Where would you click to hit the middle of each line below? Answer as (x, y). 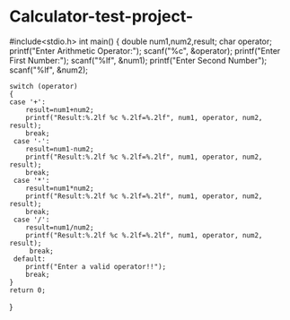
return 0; (28, 290)
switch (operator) (44, 86)
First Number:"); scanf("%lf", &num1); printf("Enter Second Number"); (138, 60)
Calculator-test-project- (101, 17)
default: (30, 259)
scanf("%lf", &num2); (48, 70)
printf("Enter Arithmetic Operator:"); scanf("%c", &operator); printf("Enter (145, 50)
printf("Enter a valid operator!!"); (96, 266)
